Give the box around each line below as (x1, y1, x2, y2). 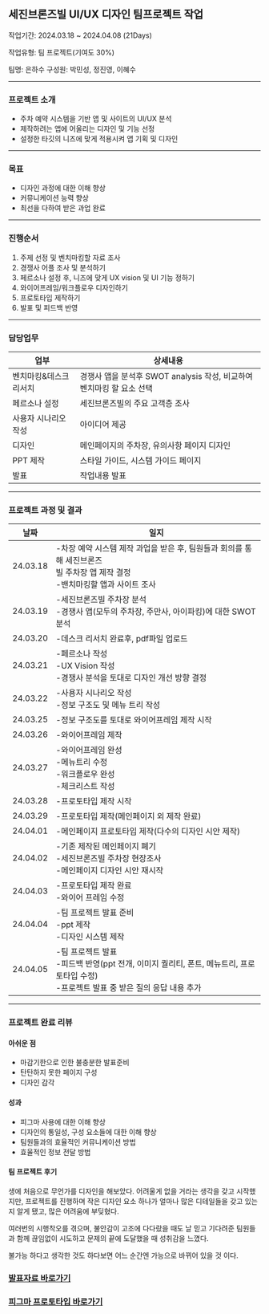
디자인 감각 (19, 1078, 55, 1088)
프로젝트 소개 (8, 94, 56, 105)
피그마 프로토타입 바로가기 (8, 1296, 103, 1307)
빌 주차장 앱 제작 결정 (55, 567, 131, 578)
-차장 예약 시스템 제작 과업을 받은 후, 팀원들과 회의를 (55, 543, 243, 554)
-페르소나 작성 (55, 649, 108, 660)
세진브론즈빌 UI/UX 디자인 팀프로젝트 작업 (8, 7, 204, 22)
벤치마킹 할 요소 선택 (79, 383, 154, 393)
